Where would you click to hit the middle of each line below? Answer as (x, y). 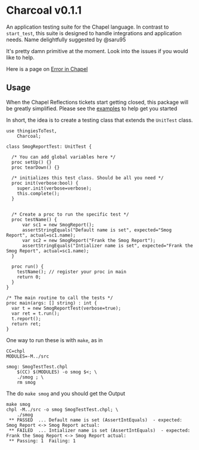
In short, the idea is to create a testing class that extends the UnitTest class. (99, 120)
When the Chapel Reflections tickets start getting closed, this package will (97, 102)
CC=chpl (16, 351)
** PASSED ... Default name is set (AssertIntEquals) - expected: (96, 420)
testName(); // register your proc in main (72, 272)
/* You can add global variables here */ (64, 157)
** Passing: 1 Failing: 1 (42, 441)
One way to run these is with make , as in (55, 340)
